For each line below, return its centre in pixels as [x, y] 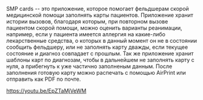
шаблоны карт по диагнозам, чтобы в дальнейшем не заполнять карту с [101, 60]
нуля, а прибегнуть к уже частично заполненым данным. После [89, 66]
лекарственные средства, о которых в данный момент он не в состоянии [102, 41]
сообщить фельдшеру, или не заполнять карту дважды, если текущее [97, 47]
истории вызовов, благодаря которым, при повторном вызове [87, 21]
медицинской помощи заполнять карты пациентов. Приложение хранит [100, 15]
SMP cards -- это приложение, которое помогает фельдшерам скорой [98, 9]
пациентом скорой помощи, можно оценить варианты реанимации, [95, 28]
